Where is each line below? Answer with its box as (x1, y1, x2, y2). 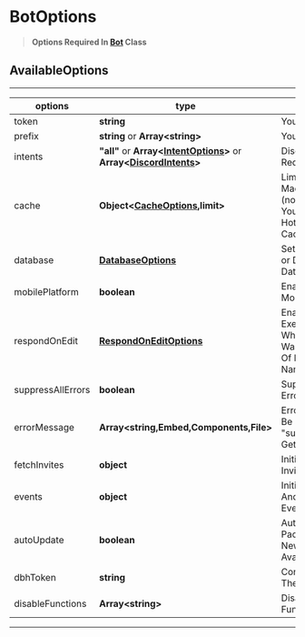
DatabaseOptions (98, 253, 177, 266)
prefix (14, 129, 39, 142)
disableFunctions (14, 597, 87, 610)
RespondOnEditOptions (98, 334, 203, 347)
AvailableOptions (9, 63, 109, 78)
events (14, 490, 43, 502)
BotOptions (9, 6, 97, 27)
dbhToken (14, 571, 56, 583)
